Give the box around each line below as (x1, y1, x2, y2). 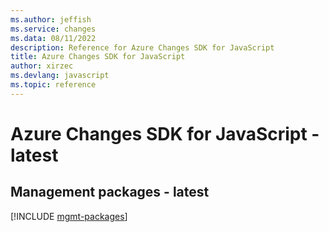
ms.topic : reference (10, 80, 97, 90)
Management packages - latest (10, 184, 210, 201)
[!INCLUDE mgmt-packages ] (10, 210, 128, 222)
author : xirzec (10, 61, 74, 71)
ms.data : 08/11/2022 (10, 33, 97, 43)
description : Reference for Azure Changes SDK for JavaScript (10, 42, 275, 53)
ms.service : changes (10, 24, 97, 34)
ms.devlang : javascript (10, 71, 110, 81)
